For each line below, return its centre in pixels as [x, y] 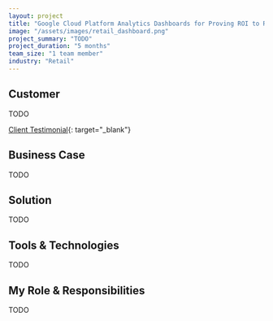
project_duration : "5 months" [60, 46]
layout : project [36, 16]
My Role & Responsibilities [77, 291]
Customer [34, 94]
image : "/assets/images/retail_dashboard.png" [89, 31]
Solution [30, 200]
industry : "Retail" [41, 62]
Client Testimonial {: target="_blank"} [70, 129]
